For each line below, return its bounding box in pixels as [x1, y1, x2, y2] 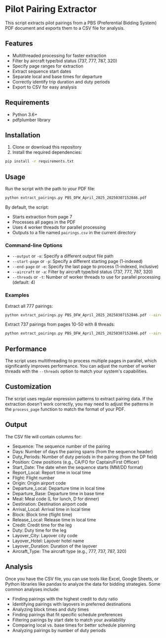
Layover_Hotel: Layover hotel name [12, 538, 84, 544]
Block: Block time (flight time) [12, 511, 73, 517]
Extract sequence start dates [12, 68, 72, 74]
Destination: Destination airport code [12, 501, 87, 507]
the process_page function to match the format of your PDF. [5, 406, 125, 412]
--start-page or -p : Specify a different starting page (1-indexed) [12, 258, 143, 264]
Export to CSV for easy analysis [12, 84, 77, 90]
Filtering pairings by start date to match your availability [12, 617, 126, 623]
